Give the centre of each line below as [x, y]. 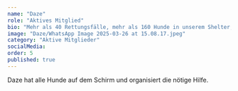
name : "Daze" [27, 14]
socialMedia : [27, 47]
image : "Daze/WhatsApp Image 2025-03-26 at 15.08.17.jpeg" [97, 34]
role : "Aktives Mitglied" [45, 20]
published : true [31, 60]
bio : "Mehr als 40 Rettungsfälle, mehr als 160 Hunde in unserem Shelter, [120, 27]
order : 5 [20, 54]
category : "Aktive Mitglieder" [54, 40]
